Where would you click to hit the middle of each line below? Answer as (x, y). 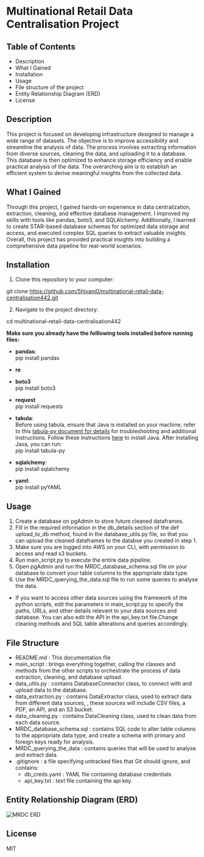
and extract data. (37, 755)
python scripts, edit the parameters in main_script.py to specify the (99, 604)
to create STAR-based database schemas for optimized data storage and (98, 226)
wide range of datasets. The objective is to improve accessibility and (92, 140)
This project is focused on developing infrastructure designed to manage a (100, 134)
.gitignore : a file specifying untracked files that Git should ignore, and (103, 761)
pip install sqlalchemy (42, 469)
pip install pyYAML (38, 487)
